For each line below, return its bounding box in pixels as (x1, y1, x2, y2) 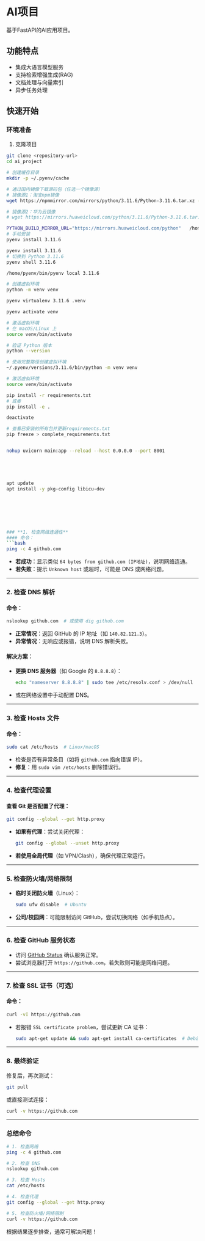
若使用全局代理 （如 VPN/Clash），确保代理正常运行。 (15, 852, 149, 859)
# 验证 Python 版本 (6, 342, 52, 348)
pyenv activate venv (6, 309, 59, 315)
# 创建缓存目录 (6, 170, 40, 176)
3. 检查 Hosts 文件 (6, 714, 60, 722)
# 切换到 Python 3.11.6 (6, 253, 64, 260)
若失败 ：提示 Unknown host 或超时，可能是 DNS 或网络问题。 (15, 566, 168, 573)
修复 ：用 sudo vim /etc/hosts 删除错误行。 (15, 763, 124, 771)
